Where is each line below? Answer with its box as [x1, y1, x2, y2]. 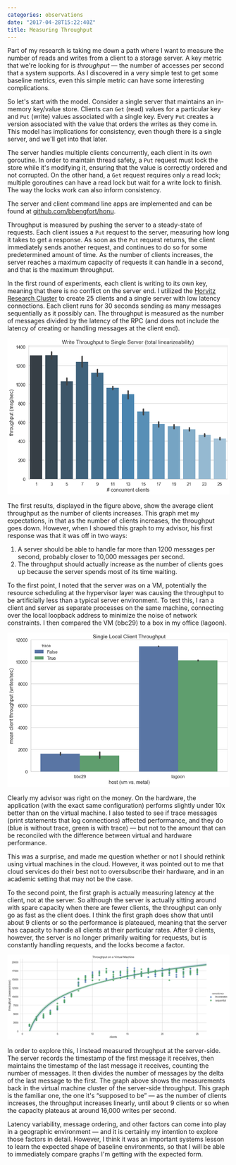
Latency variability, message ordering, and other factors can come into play [7, 1120, 227, 1128]
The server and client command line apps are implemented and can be [7, 199, 213, 208]
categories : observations [7, 11, 83, 18]
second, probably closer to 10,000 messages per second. [17, 552, 185, 561]
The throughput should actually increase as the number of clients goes [17, 560, 223, 568]
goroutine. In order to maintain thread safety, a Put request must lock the [7, 156, 218, 165]
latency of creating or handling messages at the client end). [7, 324, 180, 332]
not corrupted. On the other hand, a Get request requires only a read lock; [7, 171, 221, 180]
